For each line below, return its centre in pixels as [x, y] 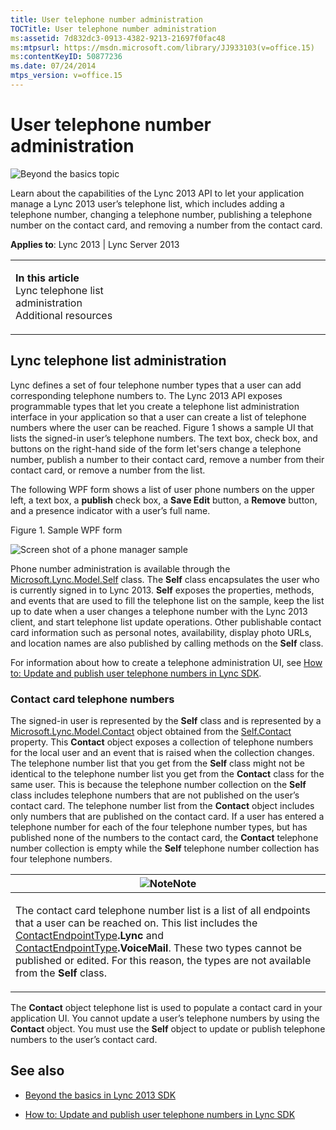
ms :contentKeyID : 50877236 [66, 57]
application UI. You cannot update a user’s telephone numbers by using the [165, 1018]
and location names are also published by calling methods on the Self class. [167, 643]
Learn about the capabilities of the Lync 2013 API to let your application [157, 193]
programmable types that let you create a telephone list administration [155, 406]
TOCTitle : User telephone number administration [113, 29]
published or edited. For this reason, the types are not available [163, 960]
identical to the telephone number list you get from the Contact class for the [167, 773]
